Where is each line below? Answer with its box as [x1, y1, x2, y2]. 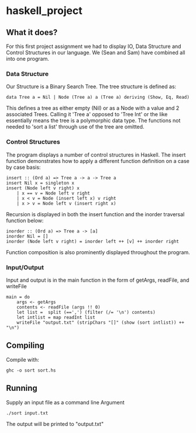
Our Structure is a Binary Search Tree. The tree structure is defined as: [6, 83, 177, 90]
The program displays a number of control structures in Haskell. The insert [6, 151, 186, 158]
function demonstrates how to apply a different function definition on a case [6, 157, 190, 164]
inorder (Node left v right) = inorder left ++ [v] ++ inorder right [6, 238, 180, 244]
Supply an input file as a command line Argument [6, 399, 125, 406]
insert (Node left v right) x [6, 185, 80, 191]
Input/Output [6, 263, 44, 271]
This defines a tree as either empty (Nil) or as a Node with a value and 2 [6, 105, 180, 112]
